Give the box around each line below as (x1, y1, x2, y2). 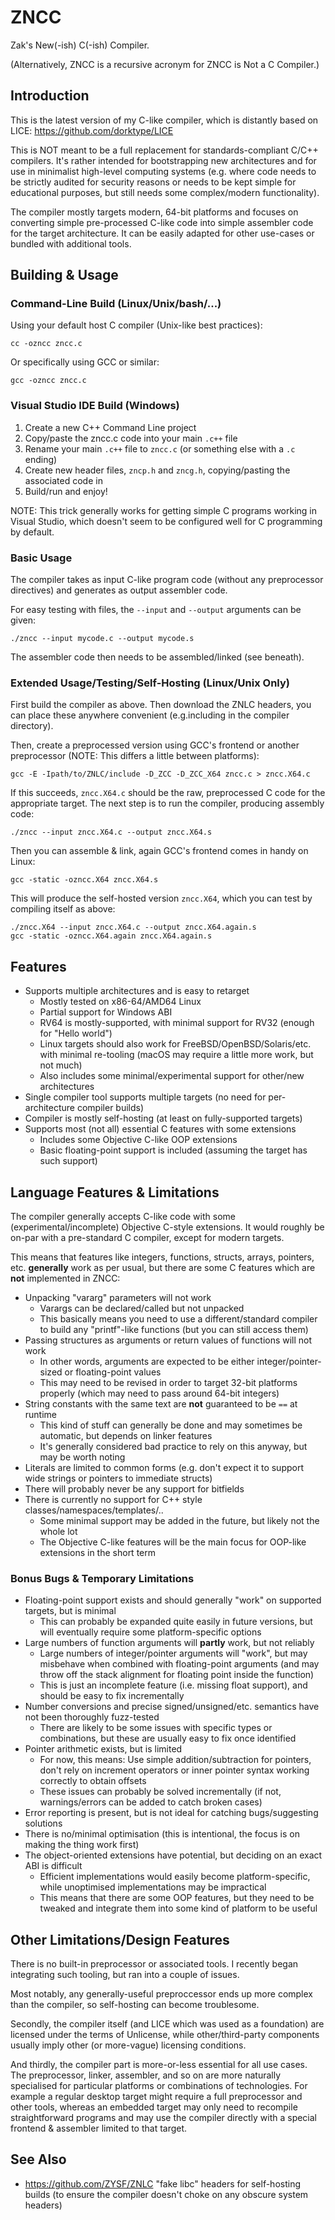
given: (10, 614, 37, 626)
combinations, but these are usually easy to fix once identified (39, 1732, 297, 1745)
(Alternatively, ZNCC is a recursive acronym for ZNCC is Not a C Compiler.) (10, 58, 320, 70)
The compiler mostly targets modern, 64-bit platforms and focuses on (10, 206, 299, 218)
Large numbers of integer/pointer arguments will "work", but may (39, 1647, 308, 1660)
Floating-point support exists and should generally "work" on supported (24, 1594, 322, 1606)
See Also (10, 2151, 67, 2168)
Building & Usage (10, 267, 119, 284)
